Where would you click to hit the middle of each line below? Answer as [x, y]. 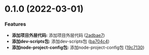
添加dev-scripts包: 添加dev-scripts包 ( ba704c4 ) [61, 41]
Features [15, 24]
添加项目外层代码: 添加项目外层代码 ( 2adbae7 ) [58, 36]
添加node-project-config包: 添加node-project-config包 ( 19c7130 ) [78, 48]
